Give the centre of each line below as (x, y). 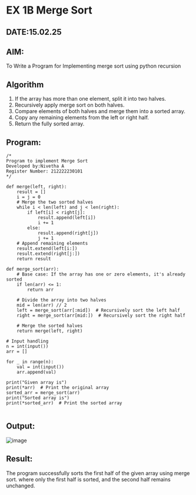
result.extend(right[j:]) (49, 254)
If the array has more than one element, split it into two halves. (90, 99)
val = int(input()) (41, 367)
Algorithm (25, 84)
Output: (21, 426)
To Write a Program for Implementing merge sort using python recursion (94, 66)
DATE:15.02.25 (34, 32)
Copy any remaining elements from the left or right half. (82, 118)
